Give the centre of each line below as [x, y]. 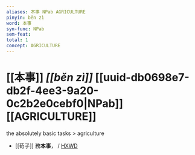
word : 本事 [19, 23]
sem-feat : [19, 35]
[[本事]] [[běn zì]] [50, 78]
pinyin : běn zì [25, 18]
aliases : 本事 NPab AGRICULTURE [46, 12]
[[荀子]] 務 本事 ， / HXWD [46, 145]
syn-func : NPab [25, 29]
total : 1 [17, 40]
